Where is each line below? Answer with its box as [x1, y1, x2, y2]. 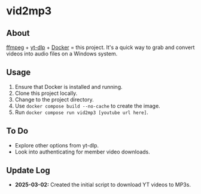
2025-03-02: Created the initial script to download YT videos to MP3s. [14, 181, 191, 189]
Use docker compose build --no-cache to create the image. [14, 102, 160, 109]
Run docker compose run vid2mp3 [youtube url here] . [14, 109, 148, 116]
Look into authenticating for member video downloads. [14, 148, 151, 155]
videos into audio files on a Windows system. [6, 50, 118, 57]
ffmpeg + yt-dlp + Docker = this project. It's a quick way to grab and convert [6, 44, 195, 51]
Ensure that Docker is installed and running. [14, 83, 123, 90]
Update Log [6, 165, 51, 175]
